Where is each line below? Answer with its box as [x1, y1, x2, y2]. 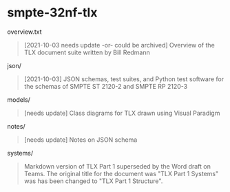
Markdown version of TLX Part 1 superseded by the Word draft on [23, 162, 211, 170]
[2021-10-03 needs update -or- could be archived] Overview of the [23, 41, 215, 49]
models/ [7, 95, 31, 104]
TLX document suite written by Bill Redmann [23, 48, 150, 56]
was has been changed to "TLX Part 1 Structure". [23, 177, 163, 185]
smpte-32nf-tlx [7, 5, 98, 21]
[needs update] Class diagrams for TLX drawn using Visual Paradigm [23, 109, 220, 117]
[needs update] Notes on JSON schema [23, 136, 138, 144]
